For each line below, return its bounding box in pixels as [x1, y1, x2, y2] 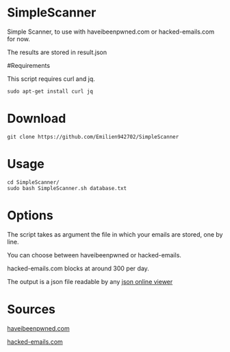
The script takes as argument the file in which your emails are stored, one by [7, 230, 223, 238]
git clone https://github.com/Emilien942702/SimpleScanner [7, 133, 179, 140]
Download [7, 111, 66, 126]
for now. [7, 34, 31, 43]
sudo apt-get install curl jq [7, 88, 94, 95]
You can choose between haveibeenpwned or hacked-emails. [7, 250, 181, 259]
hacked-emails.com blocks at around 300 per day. [7, 264, 149, 272]
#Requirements [7, 61, 50, 69]
